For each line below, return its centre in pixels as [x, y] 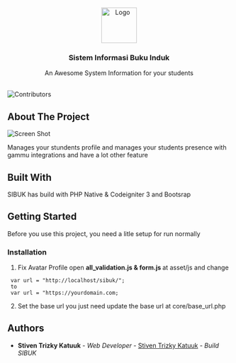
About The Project [49, 117]
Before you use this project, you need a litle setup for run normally [104, 233]
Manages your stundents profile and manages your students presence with [117, 147]
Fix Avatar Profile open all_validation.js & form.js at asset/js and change [123, 268]
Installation [27, 252]
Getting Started [42, 217]
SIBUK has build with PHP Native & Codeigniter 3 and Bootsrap [99, 194]
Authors [26, 329]
